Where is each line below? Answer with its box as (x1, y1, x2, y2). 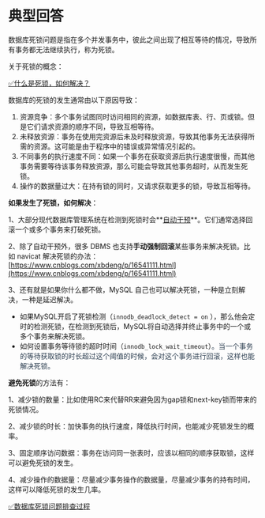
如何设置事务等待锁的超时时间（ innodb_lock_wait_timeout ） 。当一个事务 (19, 341, 254, 350)
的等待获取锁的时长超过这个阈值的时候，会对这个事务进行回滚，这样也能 (19, 351, 255, 361)
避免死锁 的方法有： (8, 377, 71, 388)
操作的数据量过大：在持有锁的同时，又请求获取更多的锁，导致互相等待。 (19, 181, 255, 191)
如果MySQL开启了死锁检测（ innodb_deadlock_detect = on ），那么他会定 (19, 312, 256, 321)
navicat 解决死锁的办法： (17, 251, 99, 261)
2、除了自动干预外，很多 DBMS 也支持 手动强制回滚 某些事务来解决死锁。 (8, 241, 244, 251)
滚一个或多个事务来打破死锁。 (8, 225, 105, 234)
